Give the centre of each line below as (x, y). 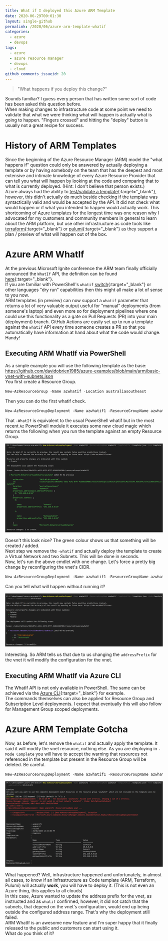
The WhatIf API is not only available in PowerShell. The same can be (75, 688)
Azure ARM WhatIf (45, 255)
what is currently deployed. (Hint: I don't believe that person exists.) (75, 186)
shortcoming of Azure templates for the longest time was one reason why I (82, 213)
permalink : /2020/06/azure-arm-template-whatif (56, 27)
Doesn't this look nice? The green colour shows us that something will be (80, 541)
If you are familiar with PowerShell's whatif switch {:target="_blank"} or (78, 284)
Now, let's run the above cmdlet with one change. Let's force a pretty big (80, 562)
